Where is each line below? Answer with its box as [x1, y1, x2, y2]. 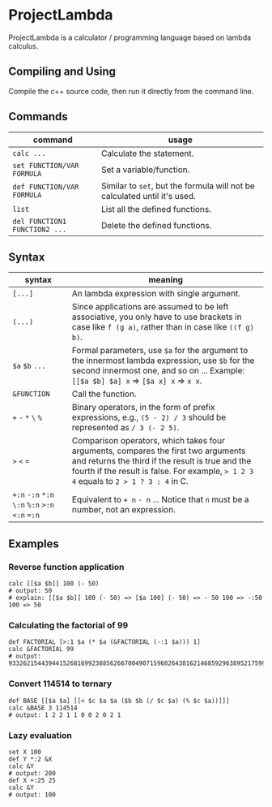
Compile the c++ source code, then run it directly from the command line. [8, 86, 254, 96]
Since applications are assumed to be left [71, 301, 229, 313]
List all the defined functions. [100, 203, 212, 214]
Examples [8, 537, 59, 550]
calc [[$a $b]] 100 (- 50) [8, 580, 100, 588]
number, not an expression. [71, 504, 176, 516]
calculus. [8, 41, 39, 50]
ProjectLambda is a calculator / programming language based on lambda [8, 32, 252, 42]
